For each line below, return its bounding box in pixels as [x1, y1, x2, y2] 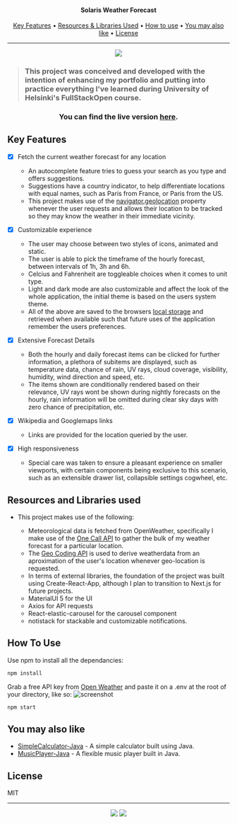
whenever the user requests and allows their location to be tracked [28, 204, 223, 212]
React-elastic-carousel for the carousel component [28, 609, 177, 617]
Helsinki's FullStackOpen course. [24, 93, 142, 103]
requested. [28, 564, 60, 572]
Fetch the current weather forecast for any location [17, 152, 166, 161]
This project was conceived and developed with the [24, 66, 206, 76]
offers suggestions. [28, 174, 85, 182]
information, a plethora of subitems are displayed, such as [28, 358, 197, 366]
